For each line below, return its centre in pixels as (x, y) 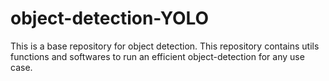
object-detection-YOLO (110, 18)
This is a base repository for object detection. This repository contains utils (165, 46)
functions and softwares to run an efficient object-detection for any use (157, 56)
